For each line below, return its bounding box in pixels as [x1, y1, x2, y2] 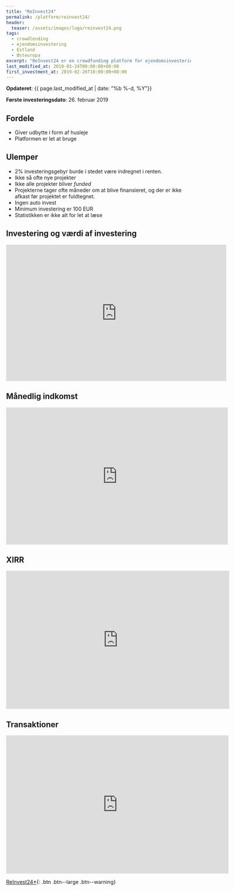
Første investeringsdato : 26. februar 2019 [6, 96, 108, 104]
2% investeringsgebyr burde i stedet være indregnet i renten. [14, 168, 162, 175]
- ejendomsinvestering [11, 42, 67, 48]
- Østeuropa [11, 52, 41, 58]
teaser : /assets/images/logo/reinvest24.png [11, 25, 122, 31]
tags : [6, 31, 19, 36]
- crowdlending [11, 36, 49, 42]
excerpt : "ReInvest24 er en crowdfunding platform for [6, 58, 143, 64]
